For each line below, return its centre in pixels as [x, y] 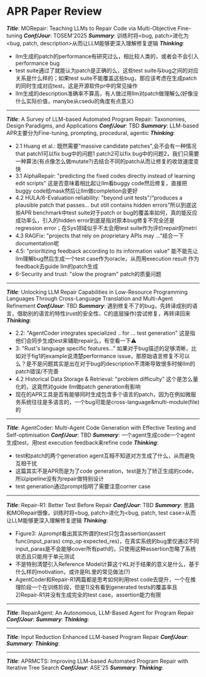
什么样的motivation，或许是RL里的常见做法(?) [73, 572]
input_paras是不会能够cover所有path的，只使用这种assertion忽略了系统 [105, 549]
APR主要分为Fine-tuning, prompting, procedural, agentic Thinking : [91, 132]
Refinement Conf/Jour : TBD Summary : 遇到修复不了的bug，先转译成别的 [99, 305]
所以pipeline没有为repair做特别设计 [59, 478]
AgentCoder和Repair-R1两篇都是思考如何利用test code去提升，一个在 [103, 579]
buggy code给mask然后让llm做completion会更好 [76, 191]
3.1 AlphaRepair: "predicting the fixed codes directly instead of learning [105, 175]
